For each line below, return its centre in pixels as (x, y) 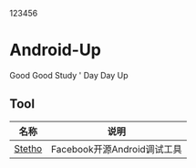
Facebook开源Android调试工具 (116, 149)
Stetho (28, 148)
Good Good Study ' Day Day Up (69, 75)
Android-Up (56, 50)
